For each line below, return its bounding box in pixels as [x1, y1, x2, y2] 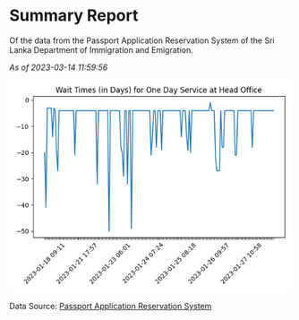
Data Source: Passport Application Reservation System [9, 300, 212, 311]
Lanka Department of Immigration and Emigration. [9, 44, 194, 55]
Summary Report [9, 5, 139, 26]
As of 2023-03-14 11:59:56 [9, 62, 108, 73]
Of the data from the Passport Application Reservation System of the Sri [9, 35, 275, 46]
